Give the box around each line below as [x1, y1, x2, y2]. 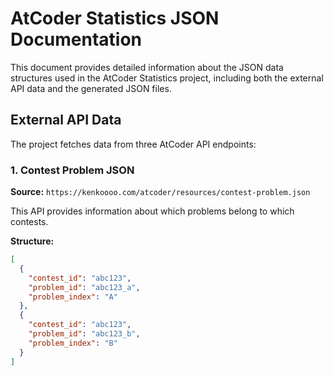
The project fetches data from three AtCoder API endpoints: [10, 138, 257, 150]
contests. [10, 216, 49, 228]
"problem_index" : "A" [28, 292, 118, 302]
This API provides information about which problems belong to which [10, 205, 295, 217]
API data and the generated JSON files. [10, 82, 172, 94]
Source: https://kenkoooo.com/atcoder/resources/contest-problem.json [10, 186, 311, 198]
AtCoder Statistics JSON [10, 7, 220, 30]
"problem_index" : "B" [28, 338, 118, 348]
